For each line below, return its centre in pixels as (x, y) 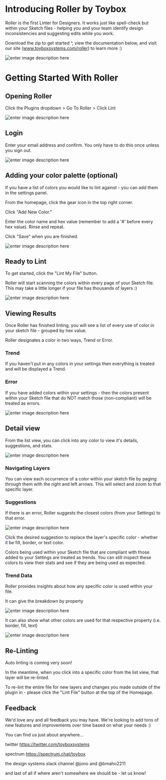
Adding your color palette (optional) (61, 176)
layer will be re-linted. (27, 677)
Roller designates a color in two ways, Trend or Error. (59, 340)
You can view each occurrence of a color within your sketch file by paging (81, 478)
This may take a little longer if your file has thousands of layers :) (71, 288)
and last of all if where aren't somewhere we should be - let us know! (76, 773)
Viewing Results (31, 313)
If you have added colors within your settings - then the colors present (77, 393)
